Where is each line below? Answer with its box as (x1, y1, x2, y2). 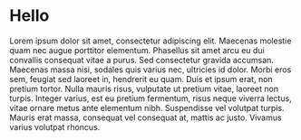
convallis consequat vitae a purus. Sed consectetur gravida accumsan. (9, 54, 275, 65)
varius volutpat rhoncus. (9, 121, 101, 132)
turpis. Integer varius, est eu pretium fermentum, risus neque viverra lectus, (9, 92, 292, 104)
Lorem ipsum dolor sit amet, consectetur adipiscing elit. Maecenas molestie (9, 35, 292, 46)
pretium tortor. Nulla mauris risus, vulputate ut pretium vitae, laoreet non (9, 83, 279, 94)
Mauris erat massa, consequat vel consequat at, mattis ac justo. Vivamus (9, 112, 283, 123)
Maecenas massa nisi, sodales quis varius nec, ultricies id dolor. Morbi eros (9, 64, 292, 75)
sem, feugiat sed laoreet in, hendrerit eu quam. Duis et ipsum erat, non (9, 73, 274, 84)
